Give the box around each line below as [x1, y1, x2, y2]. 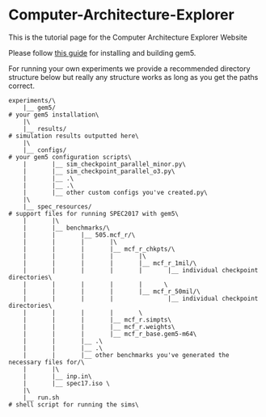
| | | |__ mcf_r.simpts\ [23, 315, 172, 324]
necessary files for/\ [8, 358, 85, 366]
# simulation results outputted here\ [8, 132, 139, 140]
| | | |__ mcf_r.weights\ [23, 322, 175, 331]
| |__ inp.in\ [23, 372, 92, 381]
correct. [8, 81, 35, 91]
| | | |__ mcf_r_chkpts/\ [23, 245, 175, 253]
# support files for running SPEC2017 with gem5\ [8, 209, 179, 217]
